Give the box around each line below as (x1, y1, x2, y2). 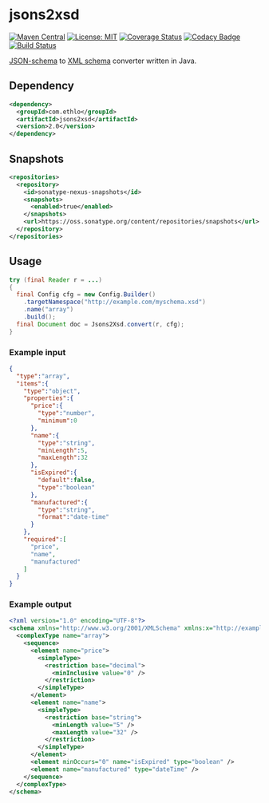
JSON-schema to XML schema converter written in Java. (9, 56, 197, 65)
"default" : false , (38, 477, 95, 485)
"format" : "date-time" (38, 513, 110, 521)
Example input (9, 346, 66, 358)
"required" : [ (23, 536, 67, 544)
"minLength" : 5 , (38, 446, 89, 454)
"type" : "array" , (16, 372, 70, 380)
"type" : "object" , (23, 387, 81, 395)
